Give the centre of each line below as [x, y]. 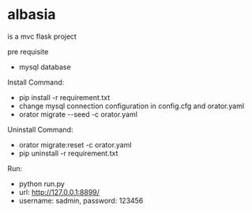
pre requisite [28, 51]
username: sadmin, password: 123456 [81, 200]
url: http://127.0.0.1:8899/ [59, 192]
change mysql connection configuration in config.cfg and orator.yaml [132, 106]
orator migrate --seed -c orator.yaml [78, 114]
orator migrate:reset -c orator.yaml [75, 144]
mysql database [45, 67]
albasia [32, 15]
